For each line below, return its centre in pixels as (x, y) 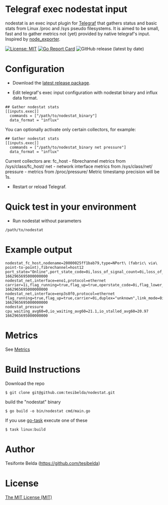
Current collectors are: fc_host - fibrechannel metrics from (65, 161)
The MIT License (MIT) (29, 497)
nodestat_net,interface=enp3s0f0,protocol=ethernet (60, 294)
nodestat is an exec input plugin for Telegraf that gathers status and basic (81, 23)
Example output (39, 250)
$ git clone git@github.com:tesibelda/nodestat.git (60, 392)
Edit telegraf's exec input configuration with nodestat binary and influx (85, 92)
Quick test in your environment (71, 207)
